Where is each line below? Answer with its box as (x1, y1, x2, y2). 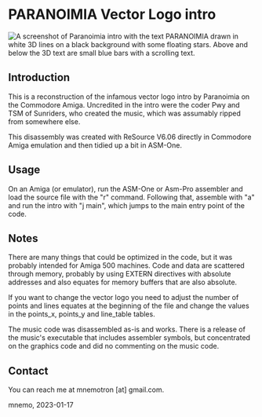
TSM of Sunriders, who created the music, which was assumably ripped (8, 108, 241, 118)
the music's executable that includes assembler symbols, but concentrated (8, 333, 251, 342)
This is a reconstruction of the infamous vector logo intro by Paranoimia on (8, 92, 250, 101)
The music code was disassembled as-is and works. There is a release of (8, 324, 246, 335)
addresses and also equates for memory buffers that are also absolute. (8, 277, 238, 287)
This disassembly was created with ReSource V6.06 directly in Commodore (8, 132, 252, 141)
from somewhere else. (8, 116, 81, 126)
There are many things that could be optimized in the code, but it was (8, 253, 233, 262)
